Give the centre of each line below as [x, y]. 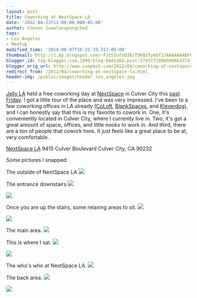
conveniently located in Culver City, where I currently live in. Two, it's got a [96, 118]
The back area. [24, 278]
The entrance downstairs [36, 184]
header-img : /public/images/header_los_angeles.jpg [70, 77]
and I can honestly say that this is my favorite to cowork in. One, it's [88, 113]
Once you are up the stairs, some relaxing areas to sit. [71, 207]
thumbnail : [19, 55]
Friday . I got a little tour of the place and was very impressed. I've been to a [97, 100]
